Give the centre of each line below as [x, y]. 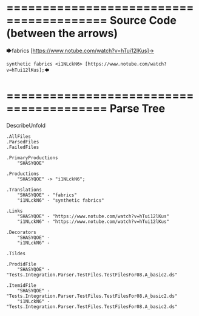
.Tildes [16, 253]
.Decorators [21, 232]
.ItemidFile [21, 285]
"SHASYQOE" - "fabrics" [47, 195]
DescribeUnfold [26, 125]
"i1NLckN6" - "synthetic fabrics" [61, 200]
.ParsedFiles [23, 142]
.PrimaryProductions [32, 158]
